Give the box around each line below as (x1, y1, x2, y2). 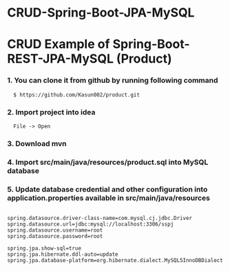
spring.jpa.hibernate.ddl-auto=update (7, 251, 118, 258)
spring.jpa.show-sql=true (7, 245, 81, 252)
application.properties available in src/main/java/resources (7, 193, 210, 203)
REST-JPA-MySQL (7, 51, 114, 67)
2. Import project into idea (7, 107, 96, 117)
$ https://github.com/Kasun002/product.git (13, 91, 140, 98)
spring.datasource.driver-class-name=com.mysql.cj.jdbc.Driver (7, 215, 193, 222)
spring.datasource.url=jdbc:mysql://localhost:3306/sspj (7, 221, 174, 228)
